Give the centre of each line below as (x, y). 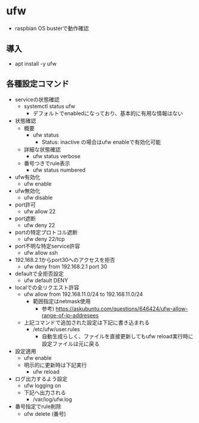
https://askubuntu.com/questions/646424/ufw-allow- (122, 308)
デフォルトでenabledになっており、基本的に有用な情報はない (108, 113)
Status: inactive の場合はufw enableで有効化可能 (101, 142)
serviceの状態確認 (37, 99)
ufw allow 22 (39, 211)
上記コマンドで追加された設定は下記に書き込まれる (87, 322)
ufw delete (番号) (45, 413)
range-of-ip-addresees (70, 315)
